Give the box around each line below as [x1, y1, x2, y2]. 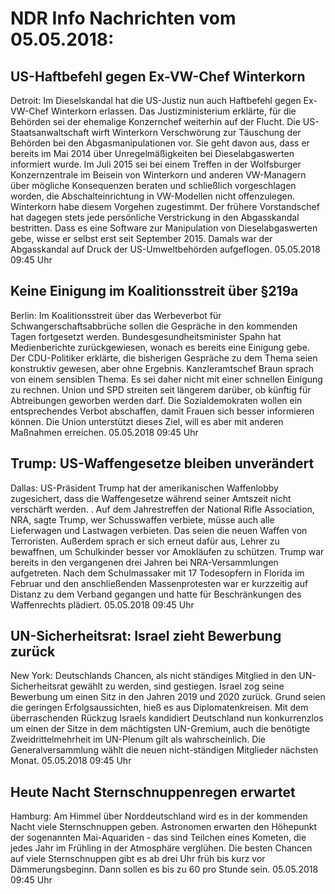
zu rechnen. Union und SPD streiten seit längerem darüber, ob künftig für [10, 383, 312, 396]
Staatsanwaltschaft [10, 127, 90, 138]
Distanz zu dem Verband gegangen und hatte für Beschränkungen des [10, 588, 302, 600]
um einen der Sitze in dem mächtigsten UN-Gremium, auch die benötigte [10, 723, 311, 735]
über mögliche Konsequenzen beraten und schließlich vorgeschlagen [10, 180, 297, 191]
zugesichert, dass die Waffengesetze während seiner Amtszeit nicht [10, 492, 292, 504]
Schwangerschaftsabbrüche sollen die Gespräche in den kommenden [10, 320, 298, 332]
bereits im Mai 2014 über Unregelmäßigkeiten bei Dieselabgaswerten [10, 148, 295, 159]
